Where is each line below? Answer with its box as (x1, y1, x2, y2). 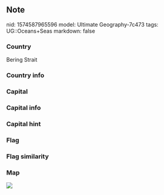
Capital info (6, 103, 41, 112)
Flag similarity (6, 152, 49, 161)
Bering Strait (6, 56, 38, 63)
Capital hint (6, 120, 41, 128)
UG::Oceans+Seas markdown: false (6, 27, 96, 34)
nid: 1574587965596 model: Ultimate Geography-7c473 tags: (6, 21, 159, 28)
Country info (6, 71, 44, 80)
